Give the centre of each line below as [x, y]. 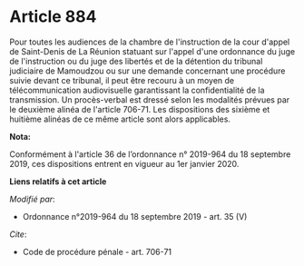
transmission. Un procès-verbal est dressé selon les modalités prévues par [150, 99]
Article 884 [53, 17]
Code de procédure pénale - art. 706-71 [97, 251]
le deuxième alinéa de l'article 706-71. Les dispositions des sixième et [140, 109]
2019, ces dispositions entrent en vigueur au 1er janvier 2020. [124, 163]
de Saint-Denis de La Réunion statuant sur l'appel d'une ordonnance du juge [152, 51]
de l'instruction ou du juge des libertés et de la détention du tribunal [136, 61]
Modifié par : [33, 199]
